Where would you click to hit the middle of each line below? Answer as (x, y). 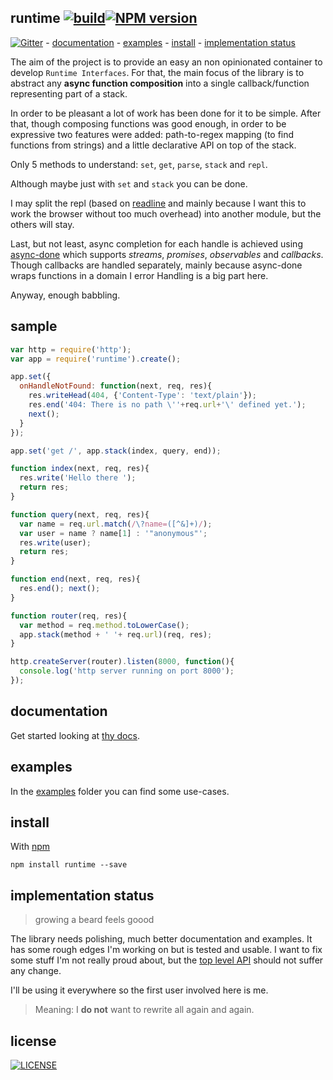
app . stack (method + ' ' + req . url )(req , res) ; (116, 634)
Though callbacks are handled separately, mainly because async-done (156, 265)
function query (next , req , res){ (80, 514)
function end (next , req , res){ (75, 579)
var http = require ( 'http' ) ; (71, 349)
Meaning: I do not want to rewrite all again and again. (144, 1010)
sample (34, 326)
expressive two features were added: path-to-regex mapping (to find (152, 134)
